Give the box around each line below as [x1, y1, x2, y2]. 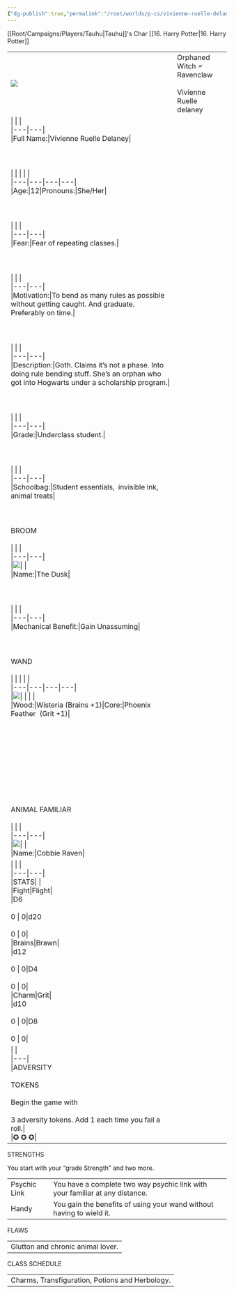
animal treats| [10, 491, 56, 501]
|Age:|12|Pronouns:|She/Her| [10, 185, 107, 195]
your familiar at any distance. [53, 1188, 148, 1198]
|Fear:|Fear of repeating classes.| [10, 238, 119, 248]
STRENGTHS [7, 1150, 45, 1158]
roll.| [10, 1123, 26, 1133]
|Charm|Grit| [10, 990, 52, 1000]
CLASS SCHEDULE [7, 1259, 62, 1268]
